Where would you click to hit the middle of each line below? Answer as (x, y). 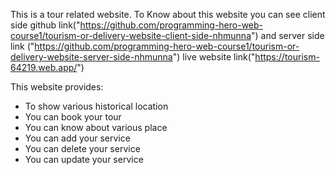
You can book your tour (73, 117)
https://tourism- (287, 57)
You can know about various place (96, 127)
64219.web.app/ (44, 67)
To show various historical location (96, 106)
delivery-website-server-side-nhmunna (91, 57)
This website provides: (57, 87)
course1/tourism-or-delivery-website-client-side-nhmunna (131, 35)
